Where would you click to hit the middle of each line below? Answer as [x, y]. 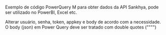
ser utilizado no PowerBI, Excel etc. [41, 12]
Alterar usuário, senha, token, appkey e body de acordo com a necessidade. [83, 22]
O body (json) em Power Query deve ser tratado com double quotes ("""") [81, 27]
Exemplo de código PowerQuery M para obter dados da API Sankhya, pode [82, 7]
